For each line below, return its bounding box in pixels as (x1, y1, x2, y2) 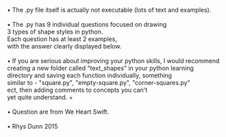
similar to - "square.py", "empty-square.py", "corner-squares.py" (7, 79, 190, 86)
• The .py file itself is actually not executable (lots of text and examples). (7, 6, 212, 14)
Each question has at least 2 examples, (7, 35, 118, 43)
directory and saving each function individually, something (7, 71, 173, 79)
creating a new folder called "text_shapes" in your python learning (7, 64, 194, 72)
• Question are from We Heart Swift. (7, 108, 110, 116)
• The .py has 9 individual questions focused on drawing (7, 21, 167, 28)
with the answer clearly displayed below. (7, 42, 122, 50)
